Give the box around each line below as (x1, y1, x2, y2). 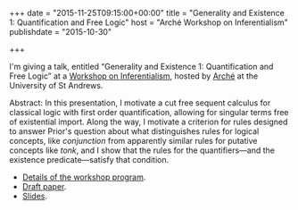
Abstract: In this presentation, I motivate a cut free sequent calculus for (9, 97, 271, 108)
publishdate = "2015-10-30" (9, 27, 112, 37)
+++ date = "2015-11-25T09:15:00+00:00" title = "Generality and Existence (9, 8, 286, 18)
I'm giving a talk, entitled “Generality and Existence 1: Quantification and (9, 62, 274, 71)
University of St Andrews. (9, 80, 103, 90)
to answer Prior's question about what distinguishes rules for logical (9, 126, 260, 137)
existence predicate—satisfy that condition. (9, 155, 170, 164)
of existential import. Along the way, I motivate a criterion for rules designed (9, 116, 288, 127)
